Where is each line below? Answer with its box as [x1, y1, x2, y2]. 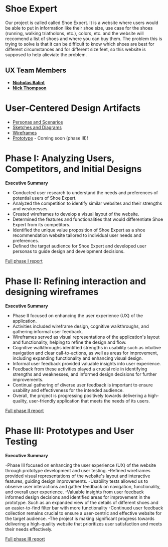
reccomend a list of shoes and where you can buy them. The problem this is [5, 36, 162, 42]
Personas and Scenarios [12, 119, 63, 125]
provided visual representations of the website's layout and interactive [5, 473, 150, 479]
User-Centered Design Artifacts [5, 102, 141, 113]
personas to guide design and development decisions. [12, 248, 125, 254]
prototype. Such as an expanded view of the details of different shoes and [5, 499, 159, 505]
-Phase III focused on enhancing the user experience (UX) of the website [5, 462, 156, 468]
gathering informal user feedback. [12, 328, 83, 334]
